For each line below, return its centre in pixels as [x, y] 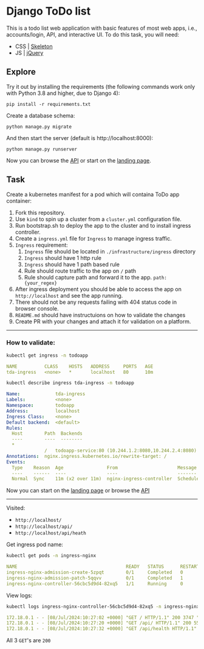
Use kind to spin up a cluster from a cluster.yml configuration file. [98, 219]
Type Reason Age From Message [104, 468]
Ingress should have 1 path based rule [72, 264]
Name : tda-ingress [46, 394]
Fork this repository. [40, 212]
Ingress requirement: [41, 245]
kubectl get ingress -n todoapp [47, 355]
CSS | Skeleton [34, 46]
